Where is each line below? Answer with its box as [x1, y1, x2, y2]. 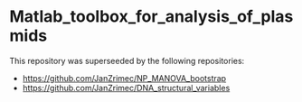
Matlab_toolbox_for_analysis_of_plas [9, 6, 294, 27]
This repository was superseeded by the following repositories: [9, 55, 245, 66]
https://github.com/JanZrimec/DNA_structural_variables [22, 82, 231, 93]
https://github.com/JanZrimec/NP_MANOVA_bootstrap [22, 72, 227, 83]
